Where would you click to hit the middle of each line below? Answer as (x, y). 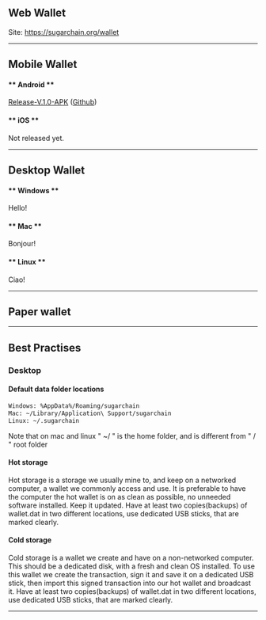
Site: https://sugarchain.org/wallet (64, 32)
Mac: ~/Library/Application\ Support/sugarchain (90, 413)
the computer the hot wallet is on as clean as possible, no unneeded (120, 496)
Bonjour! (22, 244)
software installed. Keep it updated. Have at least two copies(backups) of (128, 505)
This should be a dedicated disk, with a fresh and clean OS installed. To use (132, 566)
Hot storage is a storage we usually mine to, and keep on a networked (122, 480)
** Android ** (31, 84)
